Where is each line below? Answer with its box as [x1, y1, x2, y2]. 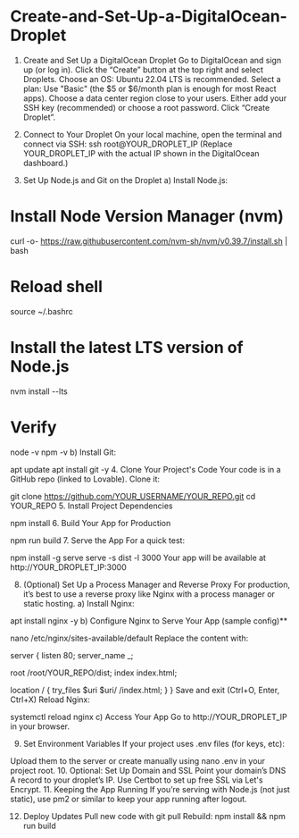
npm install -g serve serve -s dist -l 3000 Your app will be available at [10, 552, 267, 563]
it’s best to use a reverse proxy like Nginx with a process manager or [22, 588, 276, 599]
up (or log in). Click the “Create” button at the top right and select [22, 64, 264, 75]
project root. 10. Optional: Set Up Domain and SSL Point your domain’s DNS [10, 765, 287, 775]
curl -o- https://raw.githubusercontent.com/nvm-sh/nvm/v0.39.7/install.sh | [10, 235, 288, 247]
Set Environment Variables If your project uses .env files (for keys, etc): [22, 738, 285, 749]
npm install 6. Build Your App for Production [10, 517, 171, 528]
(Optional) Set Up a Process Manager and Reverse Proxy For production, [22, 579, 291, 590]
